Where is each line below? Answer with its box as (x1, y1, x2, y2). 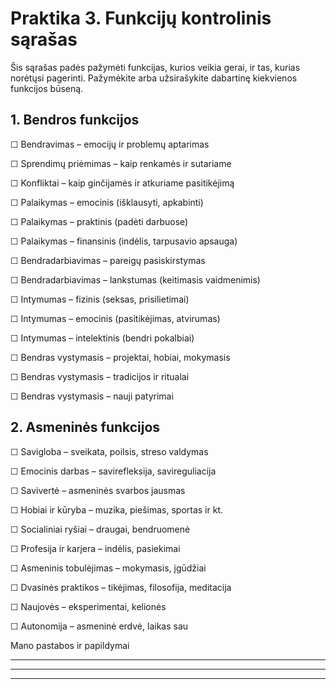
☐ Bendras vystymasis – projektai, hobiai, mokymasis (10, 351, 231, 363)
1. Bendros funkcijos (10, 112, 140, 129)
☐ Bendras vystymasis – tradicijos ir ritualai (10, 370, 190, 382)
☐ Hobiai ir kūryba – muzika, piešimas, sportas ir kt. (10, 503, 224, 516)
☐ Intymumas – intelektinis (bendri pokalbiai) (10, 332, 195, 344)
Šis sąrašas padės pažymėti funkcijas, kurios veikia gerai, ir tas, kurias (10, 61, 301, 73)
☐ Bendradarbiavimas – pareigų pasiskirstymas (10, 254, 206, 266)
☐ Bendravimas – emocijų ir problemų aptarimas (10, 138, 210, 150)
